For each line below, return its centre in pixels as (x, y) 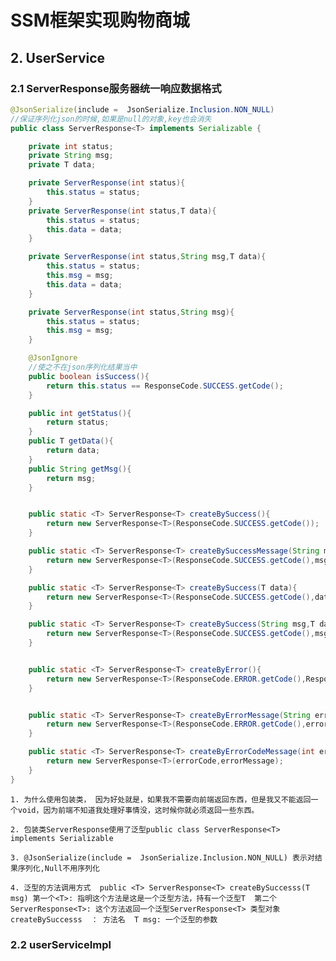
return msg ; (71, 478)
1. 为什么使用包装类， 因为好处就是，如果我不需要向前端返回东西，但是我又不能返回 (161, 799)
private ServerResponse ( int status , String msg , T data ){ (147, 257)
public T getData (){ (71, 441)
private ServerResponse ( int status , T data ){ (122, 211)
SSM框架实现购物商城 (100, 20)
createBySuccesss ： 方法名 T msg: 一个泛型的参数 (114, 919)
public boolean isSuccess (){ (89, 376)
